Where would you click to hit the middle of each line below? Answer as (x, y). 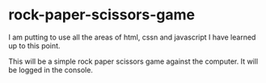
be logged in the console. (51, 69)
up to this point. (34, 45)
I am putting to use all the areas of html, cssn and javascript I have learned (132, 37)
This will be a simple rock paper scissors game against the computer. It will (133, 61)
